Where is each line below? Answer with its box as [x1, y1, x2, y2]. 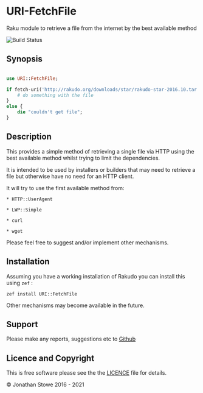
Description [6, 132, 52, 142]
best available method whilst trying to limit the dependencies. [6, 154, 160, 161]
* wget [6, 228, 23, 234]
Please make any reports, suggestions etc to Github [6, 335, 136, 342]
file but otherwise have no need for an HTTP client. [6, 172, 134, 180]
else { [6, 104, 23, 110]
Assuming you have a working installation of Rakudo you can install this [6, 272, 185, 280]
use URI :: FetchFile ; [6, 75, 59, 82]
